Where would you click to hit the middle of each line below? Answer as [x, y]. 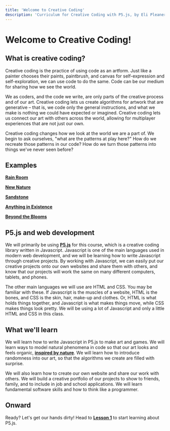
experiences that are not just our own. [45, 123]
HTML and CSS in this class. [35, 314]
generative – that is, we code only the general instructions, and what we [80, 107]
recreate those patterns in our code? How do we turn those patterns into [81, 144]
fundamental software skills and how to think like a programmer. [72, 389]
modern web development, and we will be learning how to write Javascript [83, 256]
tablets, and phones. [27, 277]
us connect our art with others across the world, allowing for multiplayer [80, 118]
